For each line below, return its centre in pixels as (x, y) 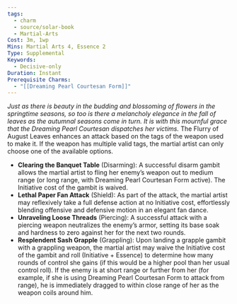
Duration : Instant (34, 73)
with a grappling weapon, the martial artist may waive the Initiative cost (121, 247)
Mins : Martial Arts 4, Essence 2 (57, 47)
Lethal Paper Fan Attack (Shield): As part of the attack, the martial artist (122, 195)
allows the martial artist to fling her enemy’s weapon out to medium (115, 173)
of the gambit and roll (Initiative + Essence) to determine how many (115, 255)
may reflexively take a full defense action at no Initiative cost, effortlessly (123, 203)
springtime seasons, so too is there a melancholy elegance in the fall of (112, 114)
